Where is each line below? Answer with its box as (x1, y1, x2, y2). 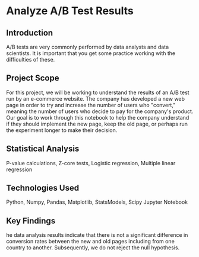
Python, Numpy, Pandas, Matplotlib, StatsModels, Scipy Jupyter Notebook (6, 198, 188, 205)
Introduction (6, 28, 53, 38)
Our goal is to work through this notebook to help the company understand (6, 114, 189, 121)
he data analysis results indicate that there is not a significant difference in (6, 232, 188, 239)
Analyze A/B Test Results (6, 4, 134, 18)
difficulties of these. (6, 56, 55, 63)
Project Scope (6, 73, 59, 83)
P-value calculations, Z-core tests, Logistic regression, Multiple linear (6, 159, 176, 166)
